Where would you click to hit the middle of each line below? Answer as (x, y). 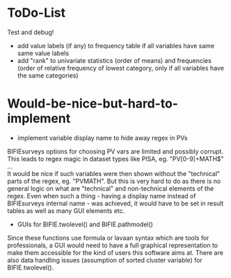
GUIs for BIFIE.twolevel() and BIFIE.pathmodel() (85, 224)
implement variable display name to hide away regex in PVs (102, 138)
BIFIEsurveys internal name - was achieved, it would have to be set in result (115, 203)
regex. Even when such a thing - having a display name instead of (102, 196)
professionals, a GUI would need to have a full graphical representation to (113, 245)
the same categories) (48, 75)
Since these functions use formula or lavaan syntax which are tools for (108, 237)
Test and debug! (31, 32)
